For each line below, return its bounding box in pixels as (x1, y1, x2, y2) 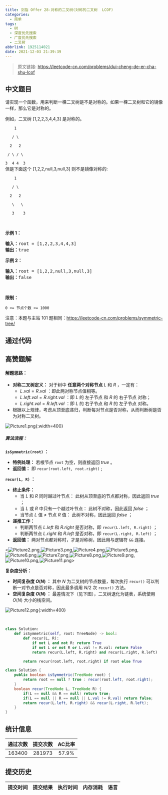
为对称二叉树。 (12, 413, 43, 419)
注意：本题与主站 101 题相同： (5, 315, 67, 321)
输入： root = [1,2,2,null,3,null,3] (5, 268, 92, 274)
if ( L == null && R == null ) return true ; (23, 691, 111, 696)
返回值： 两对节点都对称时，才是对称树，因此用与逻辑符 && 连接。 (12, 537, 148, 543)
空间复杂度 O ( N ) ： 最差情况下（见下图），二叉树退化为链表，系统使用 (12, 591, 155, 597)
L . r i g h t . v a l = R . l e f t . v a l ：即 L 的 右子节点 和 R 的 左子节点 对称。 (19, 400, 151, 406)
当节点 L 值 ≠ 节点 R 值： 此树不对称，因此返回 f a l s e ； (19, 512, 133, 518)
